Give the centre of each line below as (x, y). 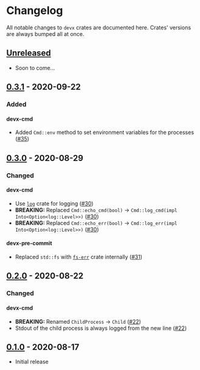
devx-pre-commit (29, 243)
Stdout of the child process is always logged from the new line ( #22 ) (101, 328)
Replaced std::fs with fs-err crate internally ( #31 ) (79, 257)
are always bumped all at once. (45, 34)
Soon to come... (35, 68)
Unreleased (29, 53)
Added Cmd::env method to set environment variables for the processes (105, 132)
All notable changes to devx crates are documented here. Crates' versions (99, 27)
